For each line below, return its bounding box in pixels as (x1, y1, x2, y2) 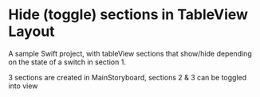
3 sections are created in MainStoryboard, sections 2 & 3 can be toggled (8, 72, 247, 82)
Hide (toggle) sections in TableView (8, 6, 249, 24)
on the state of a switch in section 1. (8, 57, 126, 67)
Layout (8, 22, 55, 41)
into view (8, 81, 38, 91)
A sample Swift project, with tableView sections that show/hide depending (8, 48, 253, 58)
